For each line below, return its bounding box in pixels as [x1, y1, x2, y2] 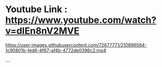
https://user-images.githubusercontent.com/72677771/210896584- [5, 42, 147, 48]
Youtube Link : [5, 4, 67, 15]
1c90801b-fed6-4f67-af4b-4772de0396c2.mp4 [5, 47, 106, 53]
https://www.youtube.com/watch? [5, 14, 157, 26]
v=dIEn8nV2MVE [5, 25, 80, 37]
